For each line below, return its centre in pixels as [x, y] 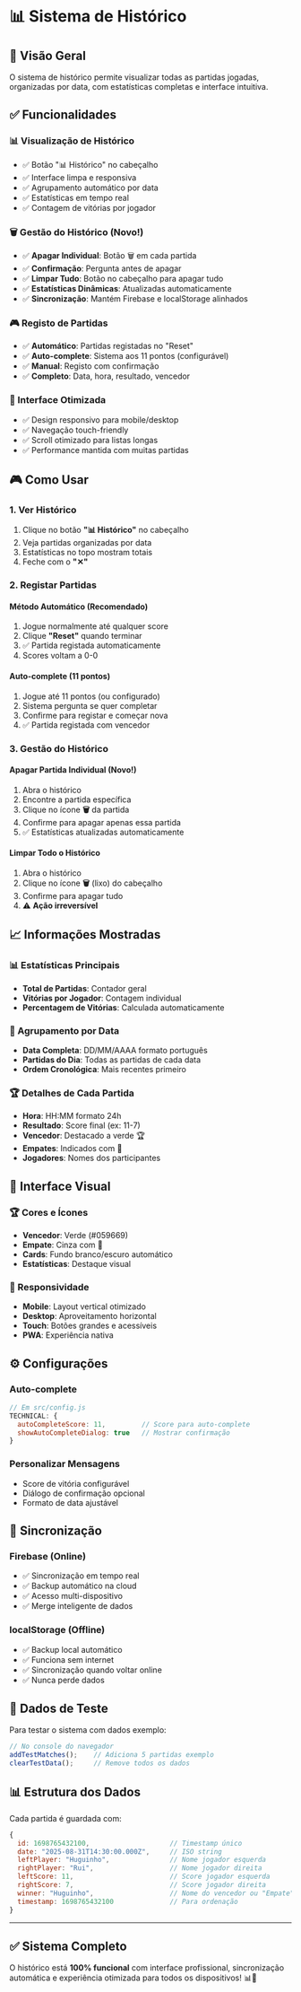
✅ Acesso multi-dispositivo [73, 1596]
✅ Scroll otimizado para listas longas [90, 440]
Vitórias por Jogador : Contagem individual [102, 998]
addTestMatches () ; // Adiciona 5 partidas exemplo [112, 1755]
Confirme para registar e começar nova [95, 715]
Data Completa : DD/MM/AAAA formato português [115, 1050]
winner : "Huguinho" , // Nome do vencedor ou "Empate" [156, 1893]
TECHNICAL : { [34, 1416]
